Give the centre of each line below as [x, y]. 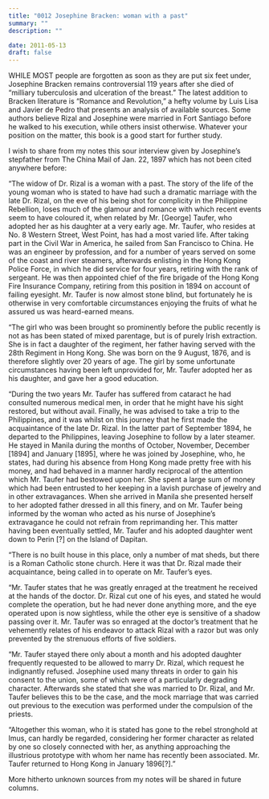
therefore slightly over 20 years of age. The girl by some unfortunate [122, 362]
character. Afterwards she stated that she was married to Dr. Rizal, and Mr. [132, 689]
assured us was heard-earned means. [71, 312]
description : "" [35, 31]
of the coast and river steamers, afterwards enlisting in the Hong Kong [124, 260]
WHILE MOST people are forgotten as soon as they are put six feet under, [130, 76]
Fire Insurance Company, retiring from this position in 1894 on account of [129, 286]
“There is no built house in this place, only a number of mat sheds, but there [134, 555]
